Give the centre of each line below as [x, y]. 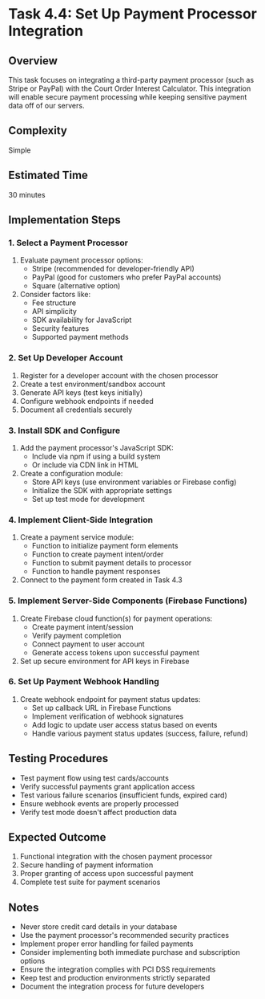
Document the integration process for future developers [112, 987]
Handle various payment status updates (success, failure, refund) [140, 733]
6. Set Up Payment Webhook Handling [84, 682]
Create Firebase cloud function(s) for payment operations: [116, 618]
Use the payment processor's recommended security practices [124, 936]
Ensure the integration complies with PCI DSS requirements [118, 969]
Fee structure [54, 303]
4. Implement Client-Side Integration [81, 520]
